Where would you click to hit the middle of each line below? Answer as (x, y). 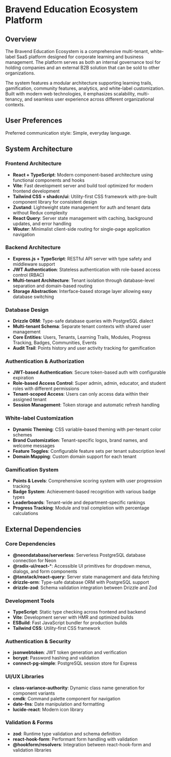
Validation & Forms (29, 722)
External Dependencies (43, 529)
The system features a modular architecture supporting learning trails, (79, 83)
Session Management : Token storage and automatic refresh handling (86, 405)
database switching (33, 297)
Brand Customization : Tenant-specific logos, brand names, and (80, 440)
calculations (25, 513)
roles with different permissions (46, 388)
